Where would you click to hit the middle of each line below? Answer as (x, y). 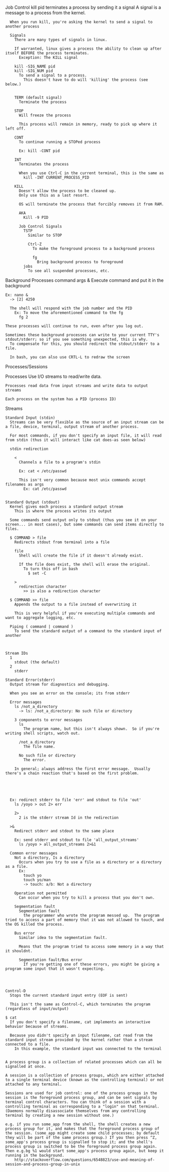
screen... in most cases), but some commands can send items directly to (85, 525)
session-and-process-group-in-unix (43, 1164)
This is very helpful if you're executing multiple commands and (85, 613)
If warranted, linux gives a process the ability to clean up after (88, 49)
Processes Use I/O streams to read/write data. (54, 376)
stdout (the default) (37, 662)
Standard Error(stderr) (30, 680)
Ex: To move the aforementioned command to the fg (69, 313)
